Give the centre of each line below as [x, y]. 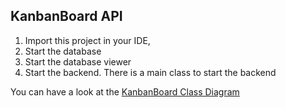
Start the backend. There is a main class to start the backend [150, 72]
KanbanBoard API [66, 16]
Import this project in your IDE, [87, 40]
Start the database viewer [78, 61]
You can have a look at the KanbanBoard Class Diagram [125, 91]
